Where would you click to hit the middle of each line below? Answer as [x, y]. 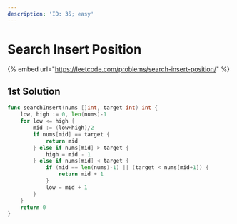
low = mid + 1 [66, 187]
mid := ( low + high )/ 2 [64, 128]
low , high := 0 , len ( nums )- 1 [64, 115]
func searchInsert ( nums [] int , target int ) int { [83, 108]
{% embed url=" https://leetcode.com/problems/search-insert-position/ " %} [119, 69]
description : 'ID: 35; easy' [51, 14]
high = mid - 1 [68, 154]
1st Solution [34, 91]
